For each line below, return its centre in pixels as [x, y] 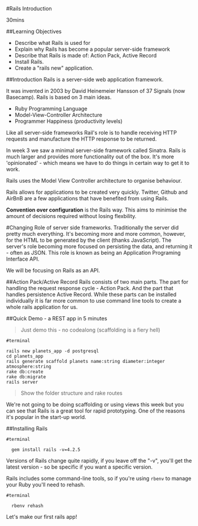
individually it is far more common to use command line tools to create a [94, 301]
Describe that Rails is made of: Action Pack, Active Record [86, 55]
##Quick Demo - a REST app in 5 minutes [57, 318]
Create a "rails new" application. [54, 68]
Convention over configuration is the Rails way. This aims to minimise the [97, 210]
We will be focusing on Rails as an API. [53, 270]
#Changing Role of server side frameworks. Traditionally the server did [92, 228]
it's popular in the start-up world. [46, 417]
